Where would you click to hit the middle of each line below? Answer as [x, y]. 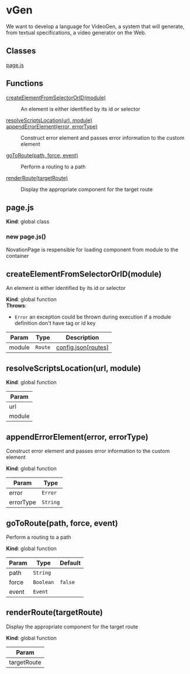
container [18, 255]
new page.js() [26, 237]
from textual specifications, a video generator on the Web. [76, 32]
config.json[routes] [83, 347]
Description [82, 338]
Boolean [44, 582]
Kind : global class [28, 222]
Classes [21, 51]
